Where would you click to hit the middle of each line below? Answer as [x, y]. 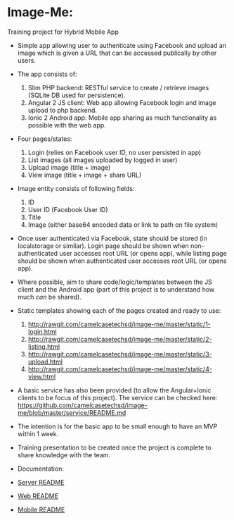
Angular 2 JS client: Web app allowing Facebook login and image [122, 102]
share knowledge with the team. [64, 454]
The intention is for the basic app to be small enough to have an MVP [117, 426]
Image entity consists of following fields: [76, 188]
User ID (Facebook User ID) [68, 209]
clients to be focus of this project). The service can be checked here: [117, 397]
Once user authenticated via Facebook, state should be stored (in [112, 238]
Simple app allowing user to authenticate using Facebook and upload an [122, 45]
